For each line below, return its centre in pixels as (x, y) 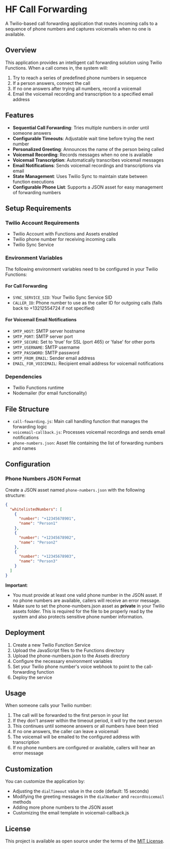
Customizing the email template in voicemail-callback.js (71, 813)
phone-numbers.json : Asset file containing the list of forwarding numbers (88, 443)
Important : (17, 585)
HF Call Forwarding (46, 9)
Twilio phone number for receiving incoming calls (64, 239)
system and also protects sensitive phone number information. (78, 617)
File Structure (27, 409)
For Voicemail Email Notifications (41, 320)
